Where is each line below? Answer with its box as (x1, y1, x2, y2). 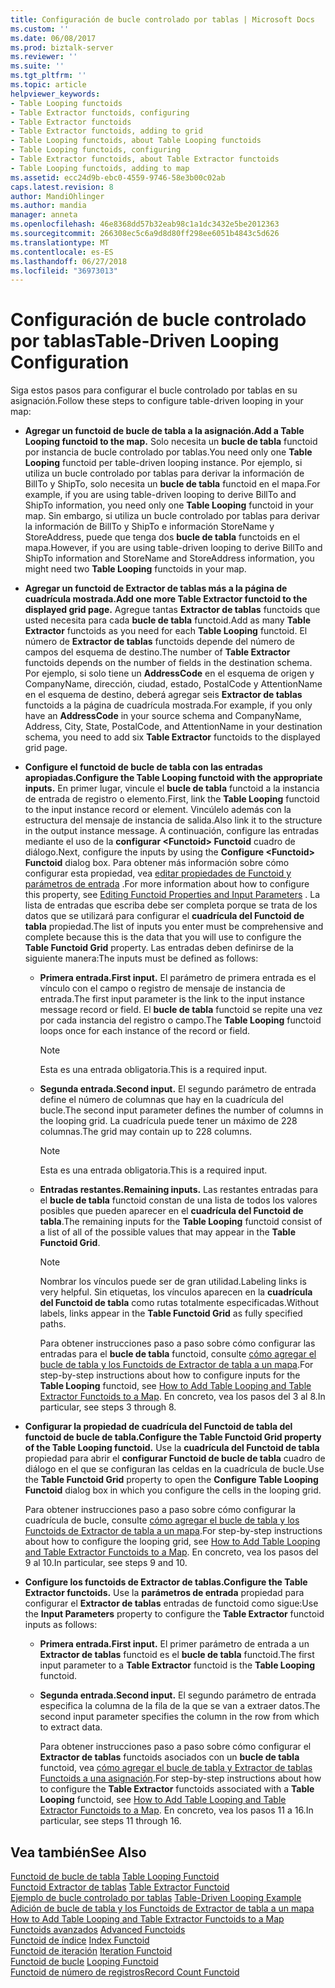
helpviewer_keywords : (10, 89, 101, 99)
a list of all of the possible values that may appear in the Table (39, 1226, 296, 1238)
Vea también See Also (10, 1844, 147, 1861)
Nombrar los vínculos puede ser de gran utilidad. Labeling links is (39, 1276, 307, 1288)
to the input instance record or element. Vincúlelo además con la (24, 804, 292, 816)
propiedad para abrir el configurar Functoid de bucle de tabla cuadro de (24, 1452, 326, 1465)
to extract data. (39, 1721, 103, 1733)
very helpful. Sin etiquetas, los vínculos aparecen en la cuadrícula (39, 1286, 313, 1298)
